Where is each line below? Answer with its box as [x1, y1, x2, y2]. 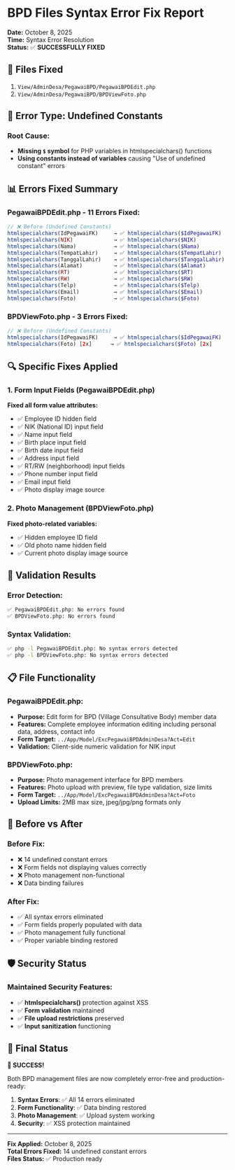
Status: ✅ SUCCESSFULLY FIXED [7, 43, 106, 51]
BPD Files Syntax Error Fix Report [7, 5, 204, 21]
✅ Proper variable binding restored [17, 936, 118, 945]
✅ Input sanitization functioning [17, 1022, 111, 1030]
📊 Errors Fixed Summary [7, 183, 119, 195]
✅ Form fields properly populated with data [17, 920, 142, 928]
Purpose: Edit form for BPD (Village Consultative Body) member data [17, 712, 217, 720]
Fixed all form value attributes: [7, 401, 98, 410]
